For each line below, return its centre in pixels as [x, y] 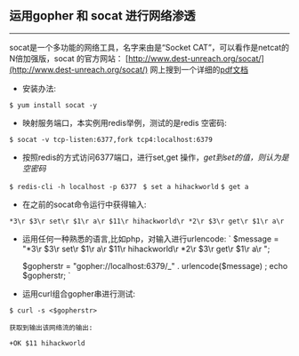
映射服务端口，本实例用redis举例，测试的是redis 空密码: [124, 123]
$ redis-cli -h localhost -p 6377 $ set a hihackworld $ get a [129, 186]
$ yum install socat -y [53, 105]
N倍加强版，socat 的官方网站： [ [69, 58]
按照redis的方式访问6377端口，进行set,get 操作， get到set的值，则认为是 [155, 157]
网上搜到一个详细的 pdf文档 [199, 69]
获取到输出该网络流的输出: [51, 328]
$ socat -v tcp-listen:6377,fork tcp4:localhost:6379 [111, 139]
